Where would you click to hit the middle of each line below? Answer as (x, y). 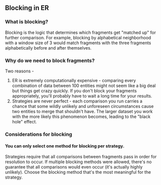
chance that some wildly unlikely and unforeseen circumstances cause (83, 106)
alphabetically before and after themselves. (48, 48)
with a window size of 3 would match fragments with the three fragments (78, 43)
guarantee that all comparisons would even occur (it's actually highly (74, 167)
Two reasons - (19, 71)
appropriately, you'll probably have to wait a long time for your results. (82, 96)
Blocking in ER (27, 8)
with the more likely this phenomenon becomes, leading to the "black (81, 117)
